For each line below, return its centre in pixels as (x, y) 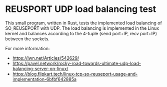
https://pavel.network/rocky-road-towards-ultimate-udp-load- (77, 63)
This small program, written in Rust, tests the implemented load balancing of (84, 23)
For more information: (27, 48)
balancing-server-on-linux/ (40, 69)
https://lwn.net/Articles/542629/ (46, 58)
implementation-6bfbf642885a (44, 79)
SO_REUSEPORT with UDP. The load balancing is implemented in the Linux (82, 28)
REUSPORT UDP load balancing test (81, 9)
